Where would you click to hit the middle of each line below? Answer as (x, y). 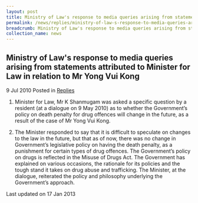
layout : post (22, 12)
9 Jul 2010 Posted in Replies (40, 90)
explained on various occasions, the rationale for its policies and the (97, 163)
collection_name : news (34, 34)
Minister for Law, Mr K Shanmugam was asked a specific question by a (100, 102)
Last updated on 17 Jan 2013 (41, 194)
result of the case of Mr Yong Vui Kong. (62, 120)
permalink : (19, 22)
